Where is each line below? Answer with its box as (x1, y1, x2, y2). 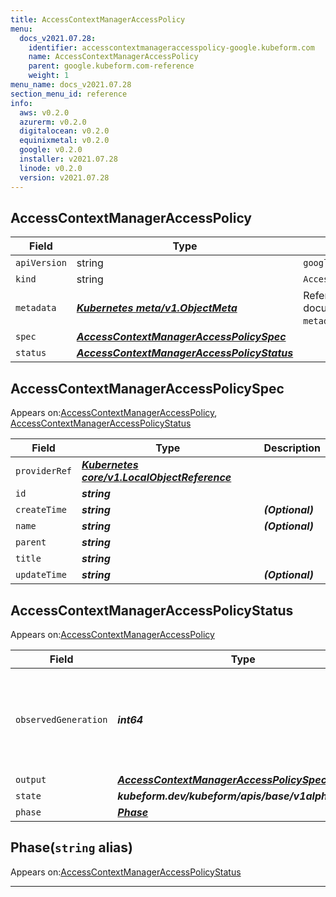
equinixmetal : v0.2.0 (19, 136, 110, 146)
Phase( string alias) (10, 839, 133, 856)
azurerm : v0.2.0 (19, 117, 87, 127)
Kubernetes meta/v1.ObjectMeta (76, 301, 238, 315)
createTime (15, 504, 67, 516)
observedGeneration (15, 714, 108, 725)
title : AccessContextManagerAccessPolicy (10, 14, 186, 25)
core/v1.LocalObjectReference (81, 471, 232, 485)
